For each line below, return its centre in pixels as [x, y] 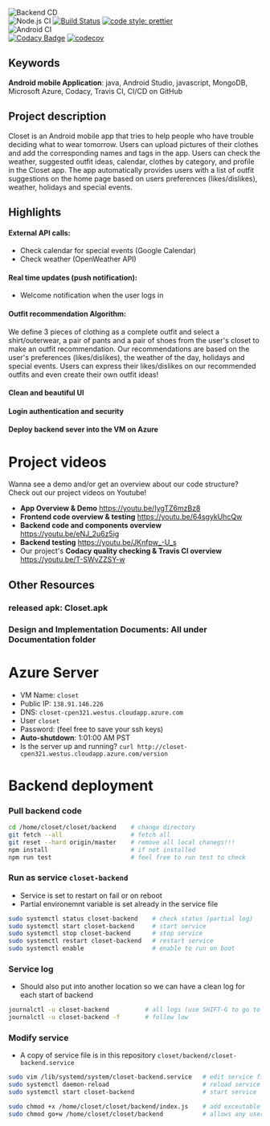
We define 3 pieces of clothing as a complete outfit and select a [114, 332]
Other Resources [51, 585]
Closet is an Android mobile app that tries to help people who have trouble [131, 136]
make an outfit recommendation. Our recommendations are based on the [129, 349]
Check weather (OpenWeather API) [78, 259]
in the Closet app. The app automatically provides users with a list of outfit [131, 170]
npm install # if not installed [102, 850]
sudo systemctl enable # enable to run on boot [122, 948]
